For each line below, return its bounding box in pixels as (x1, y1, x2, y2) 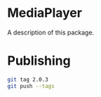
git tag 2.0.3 (7, 76, 49, 83)
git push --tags (7, 82, 55, 89)
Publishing (7, 53, 72, 69)
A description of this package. (7, 28, 95, 37)
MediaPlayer (7, 5, 83, 21)
